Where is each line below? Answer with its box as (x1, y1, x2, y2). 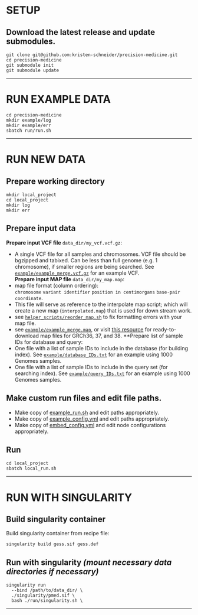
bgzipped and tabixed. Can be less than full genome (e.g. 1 (14, 256, 158, 263)
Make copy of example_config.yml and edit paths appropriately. (14, 415, 170, 422)
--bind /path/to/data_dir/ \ (11, 587, 83, 594)
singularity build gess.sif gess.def (6, 541, 99, 547)
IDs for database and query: (14, 338, 83, 346)
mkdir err (6, 207, 31, 213)
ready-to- (153, 326, 177, 333)
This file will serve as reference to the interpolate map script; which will (14, 301, 188, 308)
